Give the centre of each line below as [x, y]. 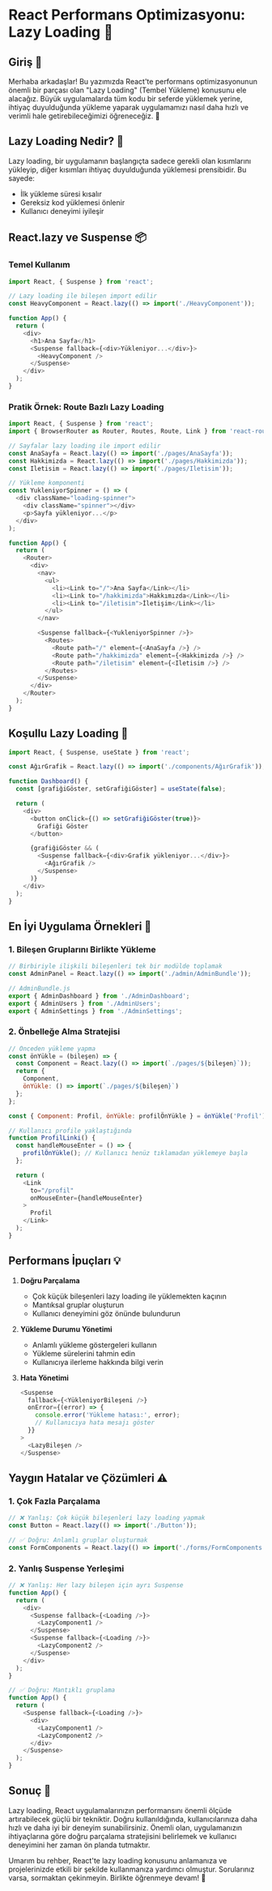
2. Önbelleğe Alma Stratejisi [64, 1032]
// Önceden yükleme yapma [52, 1048]
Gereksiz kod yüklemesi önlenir [72, 202]
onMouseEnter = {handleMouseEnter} [86, 1198]
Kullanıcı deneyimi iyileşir [62, 211]
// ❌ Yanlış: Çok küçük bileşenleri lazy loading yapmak [107, 1518]
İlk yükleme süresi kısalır [61, 194]
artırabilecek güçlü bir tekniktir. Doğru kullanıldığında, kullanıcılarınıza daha [133, 1819]
